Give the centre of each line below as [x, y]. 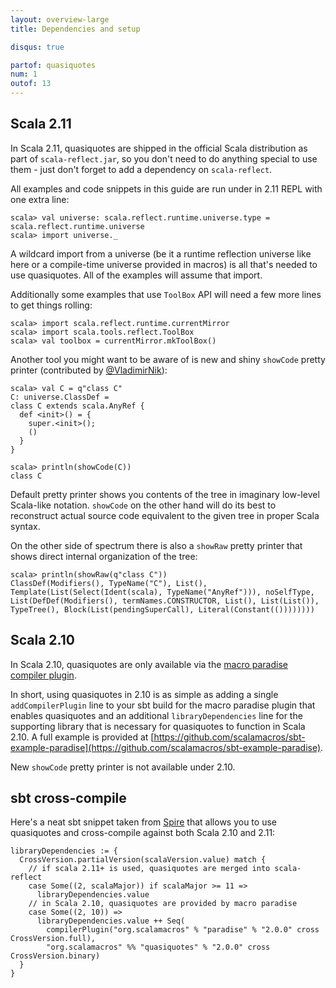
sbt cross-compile [68, 798]
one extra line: [40, 199]
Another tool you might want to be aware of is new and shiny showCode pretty [168, 359]
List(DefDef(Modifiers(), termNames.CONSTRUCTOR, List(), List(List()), [165, 601]
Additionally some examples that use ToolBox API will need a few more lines [166, 294]
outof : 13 [31, 84]
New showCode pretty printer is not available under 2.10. [123, 767]
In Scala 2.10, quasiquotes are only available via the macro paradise [149, 664]
